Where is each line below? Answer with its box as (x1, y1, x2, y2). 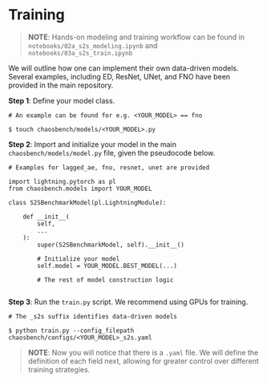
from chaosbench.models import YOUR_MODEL (8, 185, 152, 193)
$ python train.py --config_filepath (8, 327, 135, 335)
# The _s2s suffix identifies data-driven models (8, 312, 178, 320)
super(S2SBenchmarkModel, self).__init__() (37, 241, 184, 249)
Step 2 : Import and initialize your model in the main (8, 139, 176, 149)
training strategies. (27, 364, 91, 374)
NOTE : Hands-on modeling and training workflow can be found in (27, 32, 245, 42)
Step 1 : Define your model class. (8, 95, 115, 105)
